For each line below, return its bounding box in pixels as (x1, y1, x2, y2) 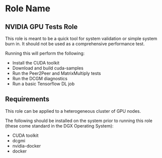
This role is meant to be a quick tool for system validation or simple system (5, 35, 158, 41)
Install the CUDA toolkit (12, 60, 60, 65)
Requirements (5, 95, 49, 103)
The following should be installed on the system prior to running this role (5, 118, 153, 124)
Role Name (5, 3, 50, 14)
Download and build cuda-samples (12, 65, 84, 71)
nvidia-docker (12, 143, 41, 149)
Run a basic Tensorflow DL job (12, 81, 75, 87)
